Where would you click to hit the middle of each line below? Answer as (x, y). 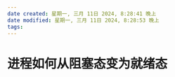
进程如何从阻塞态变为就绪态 (87, 63)
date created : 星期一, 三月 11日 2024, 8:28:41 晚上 (82, 14)
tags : (15, 27)
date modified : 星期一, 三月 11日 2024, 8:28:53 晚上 (83, 20)
